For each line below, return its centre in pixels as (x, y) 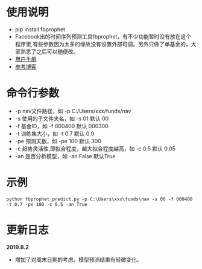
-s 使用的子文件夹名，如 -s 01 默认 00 (62, 119)
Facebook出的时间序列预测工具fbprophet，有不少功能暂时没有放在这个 (103, 36)
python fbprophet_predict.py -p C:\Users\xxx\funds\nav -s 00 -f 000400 (99, 199)
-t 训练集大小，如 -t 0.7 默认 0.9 (55, 134)
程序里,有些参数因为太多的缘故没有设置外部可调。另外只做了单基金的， (103, 44)
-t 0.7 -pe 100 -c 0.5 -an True (47, 204)
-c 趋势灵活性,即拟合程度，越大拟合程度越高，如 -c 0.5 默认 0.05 (95, 149)
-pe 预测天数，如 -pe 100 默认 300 (58, 141)
